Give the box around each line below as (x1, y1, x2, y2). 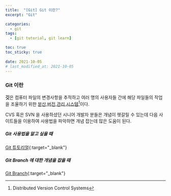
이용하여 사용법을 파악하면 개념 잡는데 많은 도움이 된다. (22, 118, 132, 124)
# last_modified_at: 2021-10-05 (5, 64, 74, 69)
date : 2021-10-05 (5, 59, 42, 64)
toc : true (5, 45, 26, 50)
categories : (5, 21, 31, 27)
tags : (5, 31, 17, 36)
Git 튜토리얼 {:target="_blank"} (5, 144, 67, 151)
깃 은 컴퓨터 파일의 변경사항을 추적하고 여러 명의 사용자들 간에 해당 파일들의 (5, 94, 154, 100)
